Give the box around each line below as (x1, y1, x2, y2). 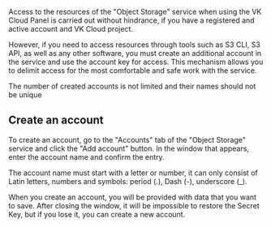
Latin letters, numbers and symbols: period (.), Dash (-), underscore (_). (8, 176, 247, 186)
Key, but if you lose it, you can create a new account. (8, 209, 186, 219)
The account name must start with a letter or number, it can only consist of (8, 168, 258, 178)
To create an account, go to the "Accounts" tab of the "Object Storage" (8, 135, 246, 144)
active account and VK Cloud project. (8, 24, 134, 33)
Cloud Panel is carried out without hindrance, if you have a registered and (8, 15, 255, 25)
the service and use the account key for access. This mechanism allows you (8, 57, 264, 66)
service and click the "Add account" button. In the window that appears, (8, 143, 250, 153)
